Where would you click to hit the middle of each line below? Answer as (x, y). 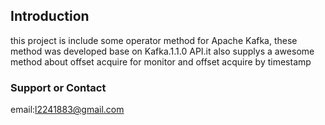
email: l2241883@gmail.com (67, 110)
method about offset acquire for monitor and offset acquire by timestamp (161, 61)
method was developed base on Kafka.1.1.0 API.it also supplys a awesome (162, 51)
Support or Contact (58, 87)
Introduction (50, 16)
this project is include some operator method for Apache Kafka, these (154, 40)
